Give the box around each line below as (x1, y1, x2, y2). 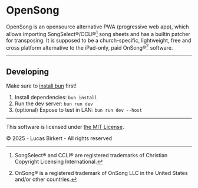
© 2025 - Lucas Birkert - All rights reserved (6, 135, 113, 142)
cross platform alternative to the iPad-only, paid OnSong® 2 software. (6, 43, 173, 51)
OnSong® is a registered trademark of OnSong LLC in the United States (14, 170, 188, 177)
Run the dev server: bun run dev (14, 100, 93, 107)
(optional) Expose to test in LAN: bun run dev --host (14, 106, 143, 114)
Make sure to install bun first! (6, 82, 77, 89)
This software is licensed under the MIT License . (6, 124, 124, 131)
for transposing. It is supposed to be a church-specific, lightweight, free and (6, 37, 192, 44)
